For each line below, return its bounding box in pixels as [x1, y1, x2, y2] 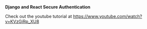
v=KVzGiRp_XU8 [5, 19, 39, 24]
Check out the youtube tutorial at [5, 14, 73, 19]
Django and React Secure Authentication [5, 4, 91, 10]
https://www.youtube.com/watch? [73, 14, 142, 19]
